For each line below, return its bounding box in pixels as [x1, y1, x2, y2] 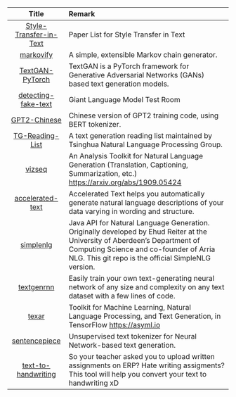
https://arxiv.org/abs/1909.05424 [68, 177, 182, 187]
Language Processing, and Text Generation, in [68, 311, 221, 321]
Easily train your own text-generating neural [68, 274, 215, 283]
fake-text [20, 99, 53, 108]
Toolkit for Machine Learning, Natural [68, 303, 192, 312]
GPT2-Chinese [11, 115, 62, 125]
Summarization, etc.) [68, 169, 138, 178]
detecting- [18, 91, 55, 100]
